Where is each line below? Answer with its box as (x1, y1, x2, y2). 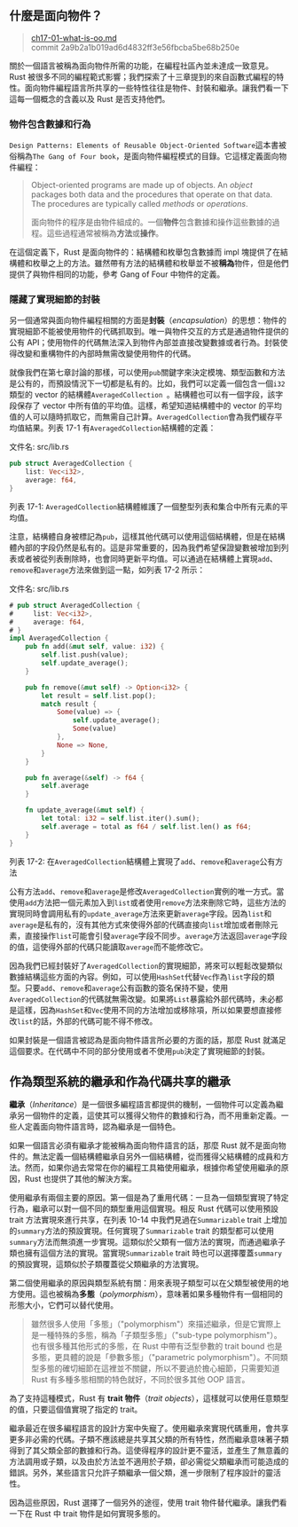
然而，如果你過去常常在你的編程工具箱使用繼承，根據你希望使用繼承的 (24, 1162, 281, 1173)
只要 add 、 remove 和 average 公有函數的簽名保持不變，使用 (24, 982, 229, 993)
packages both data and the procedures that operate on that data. (30, 189, 273, 200)
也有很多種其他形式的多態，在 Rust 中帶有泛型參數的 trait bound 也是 (30, 1341, 283, 1351)
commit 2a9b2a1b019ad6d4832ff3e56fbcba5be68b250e (30, 42, 239, 52)
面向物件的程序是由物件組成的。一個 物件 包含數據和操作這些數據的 (30, 216, 272, 228)
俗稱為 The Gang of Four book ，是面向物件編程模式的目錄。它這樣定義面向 (9, 151, 279, 161)
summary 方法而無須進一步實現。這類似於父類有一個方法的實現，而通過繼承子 (9, 1237, 286, 1248)
